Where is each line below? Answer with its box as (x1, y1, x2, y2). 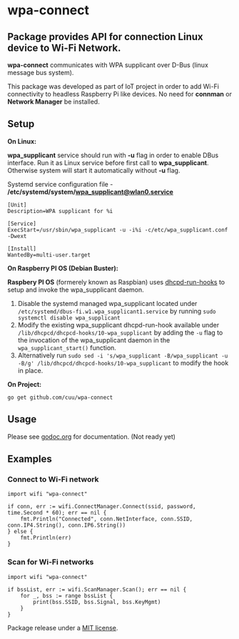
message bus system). (7, 69, 74, 76)
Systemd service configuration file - (7, 179, 113, 188)
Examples (7, 453, 52, 465)
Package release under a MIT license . (7, 623, 118, 632)
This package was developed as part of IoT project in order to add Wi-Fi (7, 82, 220, 91)
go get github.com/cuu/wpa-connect (7, 394, 113, 401)
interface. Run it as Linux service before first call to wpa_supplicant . (7, 158, 209, 167)
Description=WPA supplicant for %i (7, 207, 113, 214)
